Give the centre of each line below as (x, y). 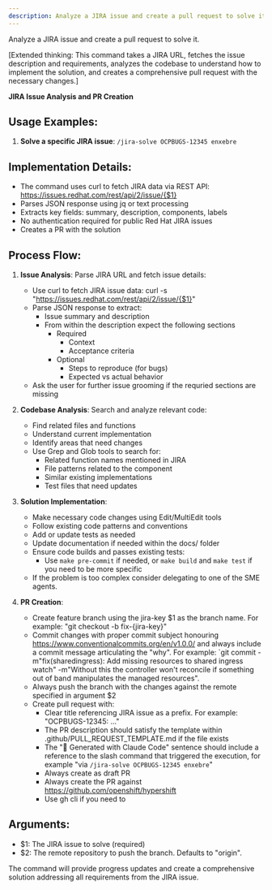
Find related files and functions (84, 426)
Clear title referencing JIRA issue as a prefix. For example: (141, 713)
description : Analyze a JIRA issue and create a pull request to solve (132, 16)
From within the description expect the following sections (140, 325)
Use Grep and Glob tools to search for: (97, 451)
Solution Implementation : (64, 502)
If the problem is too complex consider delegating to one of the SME (146, 578)
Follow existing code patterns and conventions (110, 526)
